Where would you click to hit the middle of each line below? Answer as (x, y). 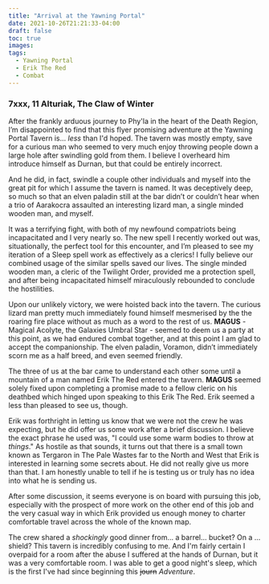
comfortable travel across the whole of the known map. (100, 521)
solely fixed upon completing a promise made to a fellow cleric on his (123, 388)
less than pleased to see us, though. (68, 405)
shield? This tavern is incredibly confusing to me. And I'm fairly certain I (127, 545)
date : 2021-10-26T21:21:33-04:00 (64, 23)
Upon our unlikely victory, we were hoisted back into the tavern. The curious (134, 304)
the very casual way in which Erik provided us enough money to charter (127, 513)
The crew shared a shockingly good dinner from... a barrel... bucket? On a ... (134, 537)
